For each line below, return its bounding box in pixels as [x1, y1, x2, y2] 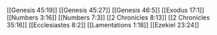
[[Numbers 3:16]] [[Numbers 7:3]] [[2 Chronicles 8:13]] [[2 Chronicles [6, 13, 211, 22]
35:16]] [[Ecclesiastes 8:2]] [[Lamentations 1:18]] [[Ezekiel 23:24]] [6, 21, 200, 29]
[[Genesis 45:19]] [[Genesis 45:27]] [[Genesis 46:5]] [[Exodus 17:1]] [6, 6, 204, 14]
